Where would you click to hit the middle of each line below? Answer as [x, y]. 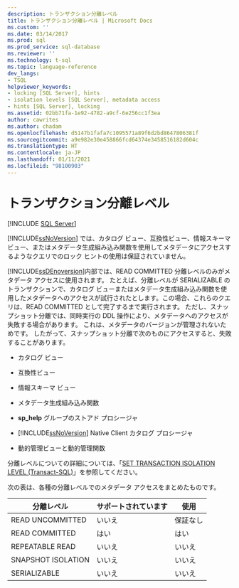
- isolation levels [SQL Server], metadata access [84, 100]
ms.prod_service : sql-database [54, 47]
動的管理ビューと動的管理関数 [61, 448]
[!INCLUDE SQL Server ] [42, 223]
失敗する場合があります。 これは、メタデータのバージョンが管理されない [114, 324]
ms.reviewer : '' [31, 54]
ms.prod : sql [27, 41]
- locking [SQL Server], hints [54, 93]
